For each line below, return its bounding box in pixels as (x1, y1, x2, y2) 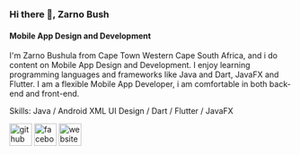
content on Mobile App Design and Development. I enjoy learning (9, 60, 251, 71)
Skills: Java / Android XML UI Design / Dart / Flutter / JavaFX (9, 106, 234, 116)
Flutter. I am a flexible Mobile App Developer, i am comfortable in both (9, 79, 268, 90)
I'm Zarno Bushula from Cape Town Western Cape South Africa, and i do (9, 50, 278, 61)
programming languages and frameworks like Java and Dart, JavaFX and (9, 69, 279, 80)
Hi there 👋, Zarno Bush (9, 8, 110, 21)
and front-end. (25, 89, 80, 99)
